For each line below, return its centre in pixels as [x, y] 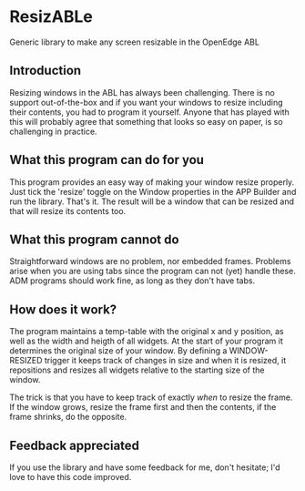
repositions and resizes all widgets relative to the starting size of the [137, 370]
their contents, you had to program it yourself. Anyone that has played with [149, 112]
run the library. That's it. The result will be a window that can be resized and [152, 201]
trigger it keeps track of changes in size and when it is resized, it [165, 361]
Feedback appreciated [74, 445]
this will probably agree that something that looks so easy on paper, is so [147, 121]
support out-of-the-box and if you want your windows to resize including [147, 102]
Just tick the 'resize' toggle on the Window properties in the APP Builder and [153, 191]
